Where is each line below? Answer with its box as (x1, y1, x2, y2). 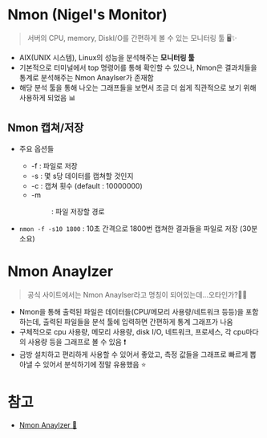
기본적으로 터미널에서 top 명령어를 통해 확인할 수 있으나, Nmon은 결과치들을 (18, 63, 257, 72)
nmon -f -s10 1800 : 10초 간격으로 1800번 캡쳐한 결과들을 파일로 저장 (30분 (18, 223, 258, 233)
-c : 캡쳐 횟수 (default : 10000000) (30, 180, 143, 190)
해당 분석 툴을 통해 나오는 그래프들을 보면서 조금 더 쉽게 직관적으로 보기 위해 (18, 83, 257, 92)
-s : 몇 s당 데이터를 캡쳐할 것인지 (30, 171, 134, 180)
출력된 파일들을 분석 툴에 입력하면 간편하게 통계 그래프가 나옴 (42, 317, 233, 326)
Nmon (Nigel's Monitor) (7, 6, 168, 24)
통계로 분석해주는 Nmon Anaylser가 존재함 (18, 72, 154, 82)
